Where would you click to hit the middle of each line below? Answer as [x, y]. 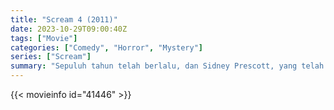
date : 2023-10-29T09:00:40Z [69, 29]
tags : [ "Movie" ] [44, 38]
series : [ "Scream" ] [51, 57]
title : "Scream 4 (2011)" [64, 19]
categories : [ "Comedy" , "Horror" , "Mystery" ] [106, 47]
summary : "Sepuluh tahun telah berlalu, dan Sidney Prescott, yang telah [167, 66]
